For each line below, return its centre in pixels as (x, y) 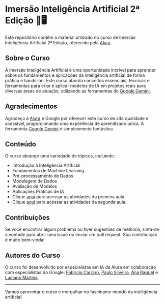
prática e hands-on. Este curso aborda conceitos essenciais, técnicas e (77, 80)
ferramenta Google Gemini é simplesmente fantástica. (60, 128)
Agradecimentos (31, 106)
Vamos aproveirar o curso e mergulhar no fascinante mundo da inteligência (81, 292)
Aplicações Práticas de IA (38, 192)
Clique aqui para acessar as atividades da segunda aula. (69, 202)
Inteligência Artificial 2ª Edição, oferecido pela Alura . (58, 42)
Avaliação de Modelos (35, 186)
